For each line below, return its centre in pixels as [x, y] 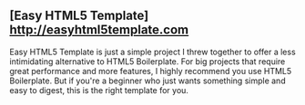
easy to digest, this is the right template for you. [99, 90]
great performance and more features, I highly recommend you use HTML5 [151, 71]
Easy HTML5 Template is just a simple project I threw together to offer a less [152, 52]
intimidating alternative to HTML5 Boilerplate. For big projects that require [147, 61]
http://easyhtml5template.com [99, 30]
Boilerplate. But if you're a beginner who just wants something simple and [147, 81]
